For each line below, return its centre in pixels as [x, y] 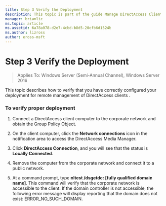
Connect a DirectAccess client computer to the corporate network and [84, 119]
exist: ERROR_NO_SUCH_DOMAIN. [47, 199]
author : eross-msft [25, 37]
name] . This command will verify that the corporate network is [76, 183]
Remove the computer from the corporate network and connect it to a [83, 163]
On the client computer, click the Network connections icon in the [80, 134]
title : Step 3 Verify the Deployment [44, 10]
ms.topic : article [24, 23]
